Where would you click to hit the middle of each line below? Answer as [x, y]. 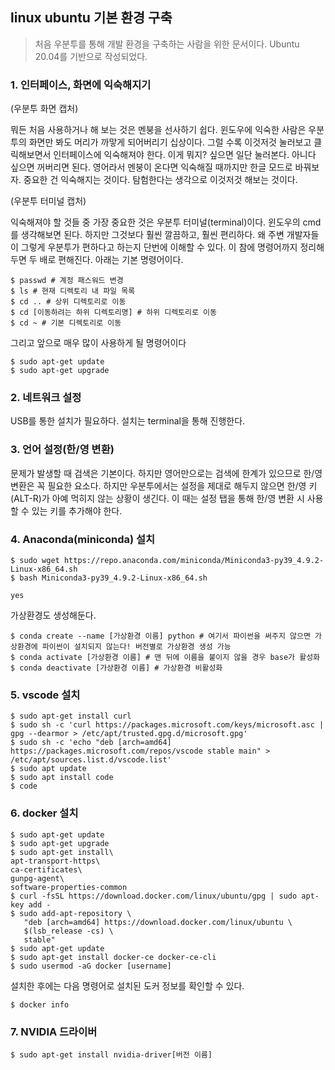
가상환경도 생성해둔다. [53, 615]
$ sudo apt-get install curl [71, 716]
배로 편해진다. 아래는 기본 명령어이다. [111, 260]
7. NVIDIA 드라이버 [54, 1031]
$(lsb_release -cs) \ [68, 931]
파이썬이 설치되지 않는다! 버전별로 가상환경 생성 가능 [136, 647]
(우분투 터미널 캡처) [48, 201]
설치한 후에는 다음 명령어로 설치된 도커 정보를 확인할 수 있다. [127, 985]
